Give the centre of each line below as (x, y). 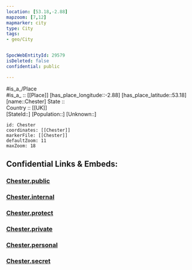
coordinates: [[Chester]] (38, 130)
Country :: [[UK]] (27, 107)
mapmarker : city (26, 23)
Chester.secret (28, 261)
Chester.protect (30, 213)
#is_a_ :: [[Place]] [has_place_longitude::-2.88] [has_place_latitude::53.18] (96, 95)
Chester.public (28, 181)
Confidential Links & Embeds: (62, 164)
